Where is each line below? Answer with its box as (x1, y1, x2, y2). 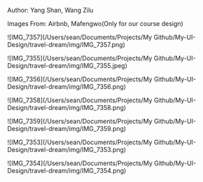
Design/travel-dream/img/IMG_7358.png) (7, 104, 127, 111)
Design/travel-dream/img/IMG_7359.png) (7, 125, 127, 132)
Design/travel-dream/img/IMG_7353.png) (7, 146, 127, 153)
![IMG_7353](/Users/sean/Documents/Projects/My (7, 138, 153, 146)
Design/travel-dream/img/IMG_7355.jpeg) (7, 62, 128, 69)
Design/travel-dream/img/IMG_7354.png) (7, 167, 127, 174)
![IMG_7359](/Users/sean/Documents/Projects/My (7, 117, 153, 125)
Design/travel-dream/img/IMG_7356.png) (7, 83, 127, 90)
